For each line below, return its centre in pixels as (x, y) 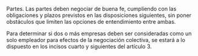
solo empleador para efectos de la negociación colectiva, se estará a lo (96, 40)
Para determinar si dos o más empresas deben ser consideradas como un (99, 33)
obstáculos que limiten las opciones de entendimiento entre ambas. (91, 22)
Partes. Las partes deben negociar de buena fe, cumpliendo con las (91, 9)
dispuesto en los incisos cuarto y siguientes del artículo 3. (79, 46)
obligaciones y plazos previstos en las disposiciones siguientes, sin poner (99, 15)
